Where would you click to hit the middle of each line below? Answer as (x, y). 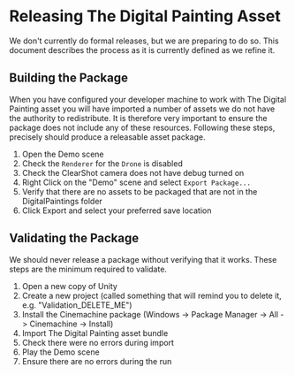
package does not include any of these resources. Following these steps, (142, 127)
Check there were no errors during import (98, 342)
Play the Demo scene (61, 352)
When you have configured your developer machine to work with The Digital (148, 99)
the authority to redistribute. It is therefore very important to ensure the (138, 118)
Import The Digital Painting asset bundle (95, 333)
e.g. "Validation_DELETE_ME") (77, 305)
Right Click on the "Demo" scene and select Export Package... (136, 182)
